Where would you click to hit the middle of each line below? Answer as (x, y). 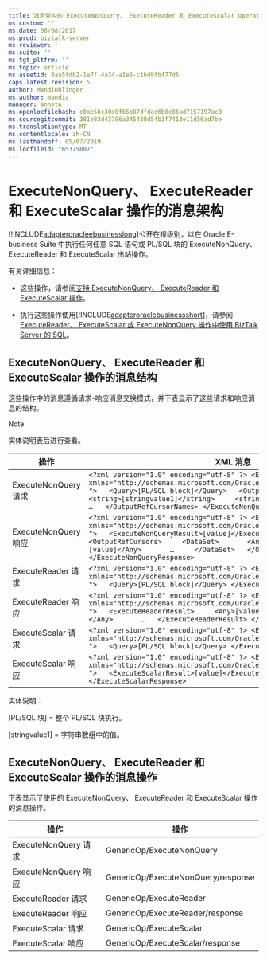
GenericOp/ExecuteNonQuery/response (180, 877)
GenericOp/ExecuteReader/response (175, 913)
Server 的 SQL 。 (46, 335)
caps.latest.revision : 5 (49, 82)
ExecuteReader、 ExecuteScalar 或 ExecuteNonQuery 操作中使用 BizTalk (139, 325)
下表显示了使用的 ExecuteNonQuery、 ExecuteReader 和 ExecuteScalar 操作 (133, 797)
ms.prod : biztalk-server (49, 38)
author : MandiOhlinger (46, 90)
